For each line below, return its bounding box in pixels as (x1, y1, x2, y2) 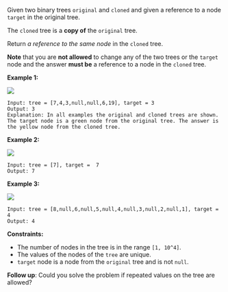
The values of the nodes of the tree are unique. (16, 250, 152, 258)
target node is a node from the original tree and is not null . (16, 258, 189, 266)
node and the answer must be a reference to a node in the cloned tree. (7, 60, 207, 68)
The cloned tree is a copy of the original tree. (7, 27, 138, 34)
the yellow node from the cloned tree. (7, 123, 121, 130)
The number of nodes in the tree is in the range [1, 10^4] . (16, 243, 181, 251)
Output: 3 (7, 106, 36, 112)
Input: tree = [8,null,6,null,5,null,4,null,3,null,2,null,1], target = (7, 206, 219, 212)
